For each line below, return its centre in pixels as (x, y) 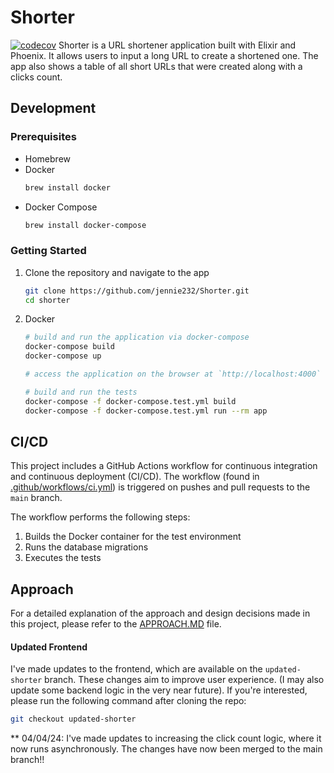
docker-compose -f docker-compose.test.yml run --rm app (146, 411)
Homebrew (47, 158)
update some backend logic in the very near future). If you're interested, (159, 690)
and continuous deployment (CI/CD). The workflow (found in (135, 477)
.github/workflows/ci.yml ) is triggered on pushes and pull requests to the (160, 487)
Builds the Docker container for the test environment (133, 537)
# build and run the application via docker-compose (137, 337)
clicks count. (36, 77)
